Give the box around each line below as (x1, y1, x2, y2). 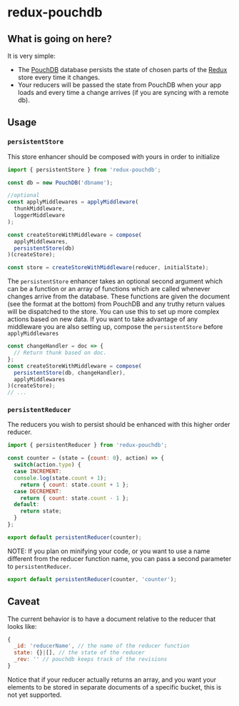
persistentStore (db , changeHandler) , (14, 369, 126, 376)
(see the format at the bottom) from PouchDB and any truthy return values (7, 300, 225, 308)
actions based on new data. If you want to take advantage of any (7, 315, 198, 323)
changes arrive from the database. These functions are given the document (7, 292, 230, 301)
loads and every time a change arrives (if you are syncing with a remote (17, 89, 229, 96)
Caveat (7, 595, 41, 607)
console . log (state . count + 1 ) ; (14, 474, 107, 482)
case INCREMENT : (14, 468, 62, 475)
